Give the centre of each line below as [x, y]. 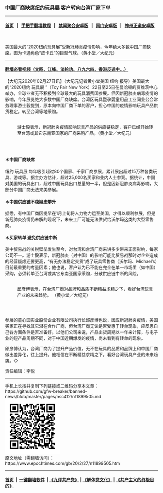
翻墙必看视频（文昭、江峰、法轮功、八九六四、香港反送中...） [67, 70]
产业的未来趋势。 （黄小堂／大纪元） [54, 295]
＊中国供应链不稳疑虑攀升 [31, 202]
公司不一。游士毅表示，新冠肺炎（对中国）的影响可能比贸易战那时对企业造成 [81, 255]
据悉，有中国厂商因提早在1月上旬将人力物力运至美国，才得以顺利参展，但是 [80, 213]
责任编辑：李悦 [20, 371]
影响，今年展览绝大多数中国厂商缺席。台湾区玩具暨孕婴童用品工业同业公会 [79, 99]
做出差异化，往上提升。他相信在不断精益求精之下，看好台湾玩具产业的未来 [79, 355]
